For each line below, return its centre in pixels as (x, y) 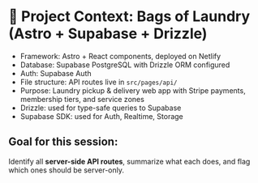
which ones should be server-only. (66, 170)
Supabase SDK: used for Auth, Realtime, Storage (102, 116)
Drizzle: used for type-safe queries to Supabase (101, 108)
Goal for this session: (63, 142)
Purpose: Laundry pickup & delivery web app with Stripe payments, (133, 90)
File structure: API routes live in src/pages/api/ (99, 82)
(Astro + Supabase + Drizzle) (108, 34)
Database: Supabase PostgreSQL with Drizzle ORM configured (125, 65)
